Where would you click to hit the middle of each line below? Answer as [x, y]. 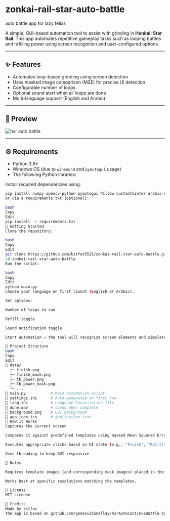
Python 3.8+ [26, 164]
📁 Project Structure [27, 346]
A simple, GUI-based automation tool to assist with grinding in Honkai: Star [84, 33]
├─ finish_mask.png [30, 375]
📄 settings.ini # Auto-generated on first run [61, 398]
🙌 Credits [16, 504]
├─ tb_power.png [27, 379]
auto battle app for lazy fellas [36, 23]
